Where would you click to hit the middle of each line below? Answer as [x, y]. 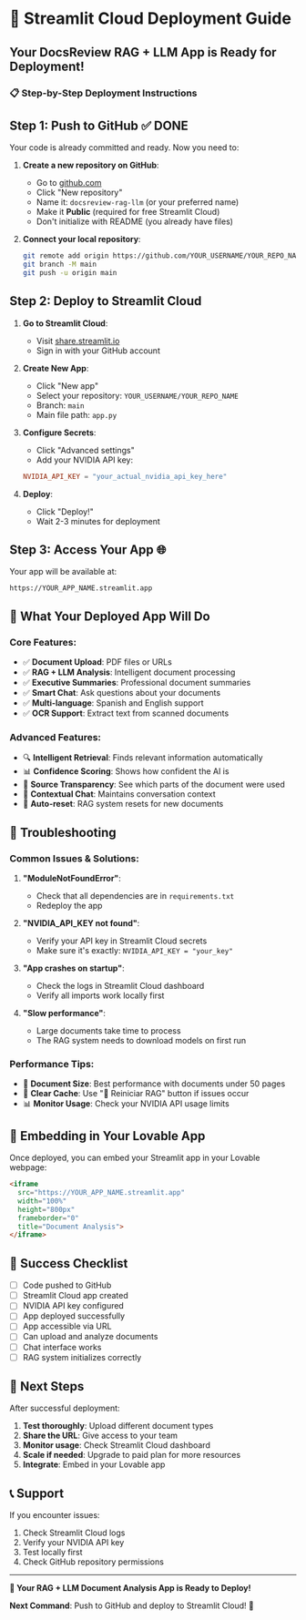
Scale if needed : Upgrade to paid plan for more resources [132, 1455]
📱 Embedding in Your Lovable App [107, 1136]
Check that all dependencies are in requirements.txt [135, 896]
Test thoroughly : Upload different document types [118, 1426]
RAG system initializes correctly [82, 1357]
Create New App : [56, 368]
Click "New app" [67, 385]
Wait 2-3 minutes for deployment [98, 521]
